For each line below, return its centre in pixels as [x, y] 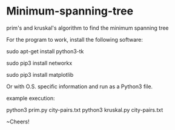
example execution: [31, 98]
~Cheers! [18, 122]
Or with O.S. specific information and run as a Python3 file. [80, 86]
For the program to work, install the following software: [75, 39]
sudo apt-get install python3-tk [45, 51]
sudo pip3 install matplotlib [40, 74]
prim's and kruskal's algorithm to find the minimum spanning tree [87, 28]
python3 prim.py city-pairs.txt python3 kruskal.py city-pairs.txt [85, 109]
